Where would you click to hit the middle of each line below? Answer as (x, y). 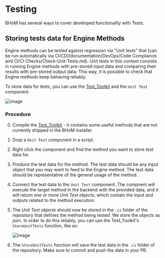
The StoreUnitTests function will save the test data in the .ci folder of (83, 245)
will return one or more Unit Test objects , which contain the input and (82, 195)
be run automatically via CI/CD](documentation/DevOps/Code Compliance (81, 56)
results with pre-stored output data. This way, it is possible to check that (79, 71)
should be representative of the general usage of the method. (75, 175)
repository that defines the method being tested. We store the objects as (86, 215)
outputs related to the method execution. (54, 200)
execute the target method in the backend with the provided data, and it (85, 190)
